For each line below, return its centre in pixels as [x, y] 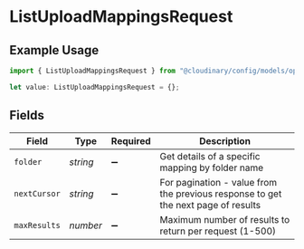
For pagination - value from [218, 182]
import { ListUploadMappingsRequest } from [93, 71]
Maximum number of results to [225, 219]
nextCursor [37, 193]
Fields [27, 115]
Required [131, 140]
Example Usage [54, 50]
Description [225, 140]
